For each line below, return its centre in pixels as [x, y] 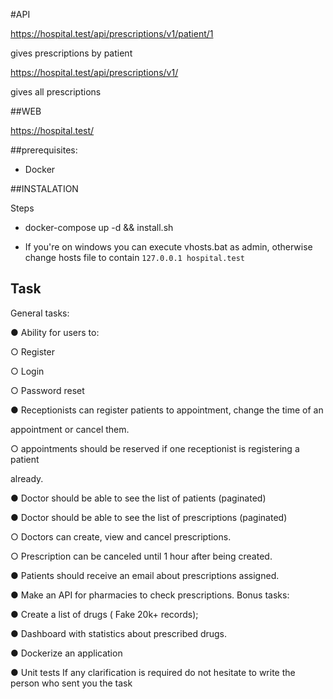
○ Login [27, 371]
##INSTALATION [44, 188]
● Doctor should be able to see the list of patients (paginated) [138, 498]
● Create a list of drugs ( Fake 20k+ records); [104, 614]
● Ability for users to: [55, 332]
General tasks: [40, 313]
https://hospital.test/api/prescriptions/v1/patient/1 [112, 33]
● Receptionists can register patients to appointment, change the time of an [167, 410]
